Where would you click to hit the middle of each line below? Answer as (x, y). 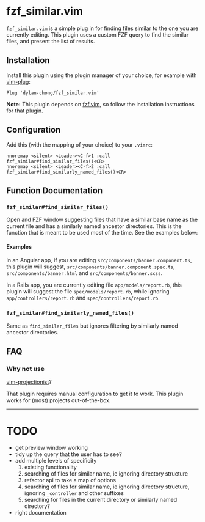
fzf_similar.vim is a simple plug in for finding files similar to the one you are (103, 28)
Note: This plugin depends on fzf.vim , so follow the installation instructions (100, 104)
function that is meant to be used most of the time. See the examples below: (102, 233)
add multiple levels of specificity (56, 461)
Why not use (25, 369)
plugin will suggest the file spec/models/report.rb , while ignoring (88, 292)
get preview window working (52, 448)
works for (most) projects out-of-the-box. (59, 400)
